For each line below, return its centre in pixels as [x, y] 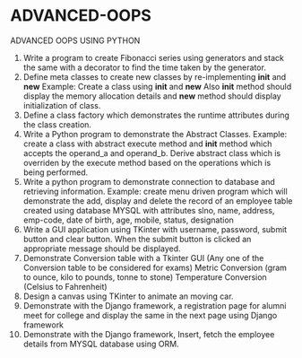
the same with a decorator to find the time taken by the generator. [145, 67]
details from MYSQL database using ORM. [101, 344]
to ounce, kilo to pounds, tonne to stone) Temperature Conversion [145, 277]
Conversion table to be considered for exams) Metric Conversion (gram [155, 267]
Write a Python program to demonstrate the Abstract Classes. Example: [155, 134]
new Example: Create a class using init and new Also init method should [157, 86]
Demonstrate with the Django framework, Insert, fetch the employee [149, 334]
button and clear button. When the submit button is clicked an [137, 239]
